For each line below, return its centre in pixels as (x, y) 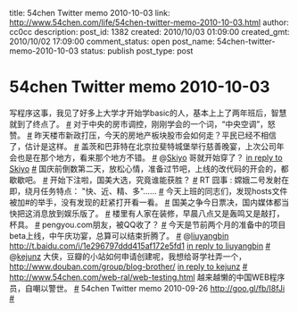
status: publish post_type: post (137, 51)
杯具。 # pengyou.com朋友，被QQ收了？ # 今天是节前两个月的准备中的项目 (148, 224)
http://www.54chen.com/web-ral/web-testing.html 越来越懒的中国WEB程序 (147, 277)
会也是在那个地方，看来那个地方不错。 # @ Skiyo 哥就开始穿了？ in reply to (146, 157)
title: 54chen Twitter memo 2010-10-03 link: (90, 13)
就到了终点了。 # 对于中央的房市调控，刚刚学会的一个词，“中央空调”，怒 (143, 123)
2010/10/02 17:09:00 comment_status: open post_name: (112, 41)
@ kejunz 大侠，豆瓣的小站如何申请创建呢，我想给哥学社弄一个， (128, 256)
